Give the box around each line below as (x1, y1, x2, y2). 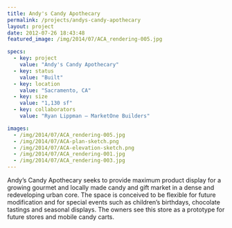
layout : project (7, 23, 54, 30)
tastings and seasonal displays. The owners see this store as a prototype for (7, 205, 225, 213)
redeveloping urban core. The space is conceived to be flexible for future (7, 191, 216, 199)
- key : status (13, 67, 54, 75)
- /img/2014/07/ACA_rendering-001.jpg (13, 151, 126, 158)
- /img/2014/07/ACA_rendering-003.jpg (13, 157, 126, 164)
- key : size (13, 93, 48, 100)
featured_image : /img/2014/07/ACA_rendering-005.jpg (7, 36, 163, 43)
